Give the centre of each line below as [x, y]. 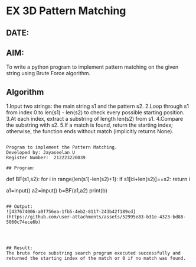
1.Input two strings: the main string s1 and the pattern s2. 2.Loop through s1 [97, 106]
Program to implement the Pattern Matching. [62, 147]
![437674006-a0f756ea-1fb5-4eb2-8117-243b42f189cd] [71, 212]
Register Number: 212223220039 [46, 158]
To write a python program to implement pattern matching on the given [92, 67]
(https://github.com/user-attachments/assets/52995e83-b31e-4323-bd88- [96, 217]
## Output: [19, 207]
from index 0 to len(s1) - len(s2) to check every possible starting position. [95, 112]
